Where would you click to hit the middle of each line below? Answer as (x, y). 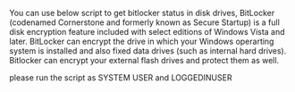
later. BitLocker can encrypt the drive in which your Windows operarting (142, 41)
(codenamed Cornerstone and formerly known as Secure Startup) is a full (144, 22)
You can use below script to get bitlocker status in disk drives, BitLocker (142, 13)
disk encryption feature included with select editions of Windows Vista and (147, 32)
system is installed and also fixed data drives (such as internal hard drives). (148, 51)
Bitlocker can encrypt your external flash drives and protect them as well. (144, 60)
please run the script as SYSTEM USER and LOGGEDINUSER (121, 78)
